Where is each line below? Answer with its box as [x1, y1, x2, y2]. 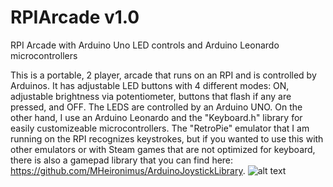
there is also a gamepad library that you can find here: [10, 154, 234, 166]
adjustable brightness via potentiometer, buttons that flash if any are [10, 90, 292, 102]
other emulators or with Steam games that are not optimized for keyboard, [10, 143, 316, 155]
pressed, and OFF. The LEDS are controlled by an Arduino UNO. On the [10, 101, 303, 113]
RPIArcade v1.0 [10, 6, 140, 29]
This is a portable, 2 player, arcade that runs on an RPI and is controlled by [10, 69, 317, 81]
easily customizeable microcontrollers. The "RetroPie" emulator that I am [10, 122, 310, 134]
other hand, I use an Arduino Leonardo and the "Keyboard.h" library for [10, 111, 303, 123]
